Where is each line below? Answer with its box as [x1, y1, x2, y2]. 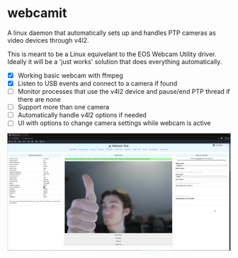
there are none [17, 95, 62, 104]
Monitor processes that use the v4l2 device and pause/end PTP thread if [17, 87, 230, 96]
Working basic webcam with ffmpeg [17, 71, 124, 80]
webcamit [7, 5, 67, 21]
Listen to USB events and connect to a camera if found [17, 80, 178, 87]
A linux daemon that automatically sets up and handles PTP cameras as [7, 28, 216, 37]
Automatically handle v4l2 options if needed [17, 111, 147, 119]
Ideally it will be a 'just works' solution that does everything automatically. [7, 57, 222, 65]
